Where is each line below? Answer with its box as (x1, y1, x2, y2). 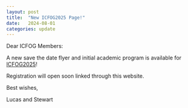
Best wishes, (6, 84, 38, 92)
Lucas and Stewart (6, 96, 53, 103)
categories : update (6, 25, 56, 32)
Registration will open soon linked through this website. (6, 72, 144, 79)
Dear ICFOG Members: (6, 42, 64, 50)
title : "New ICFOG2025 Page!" (6, 15, 86, 21)
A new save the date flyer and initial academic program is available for (6, 54, 182, 61)
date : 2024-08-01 (6, 20, 56, 26)
